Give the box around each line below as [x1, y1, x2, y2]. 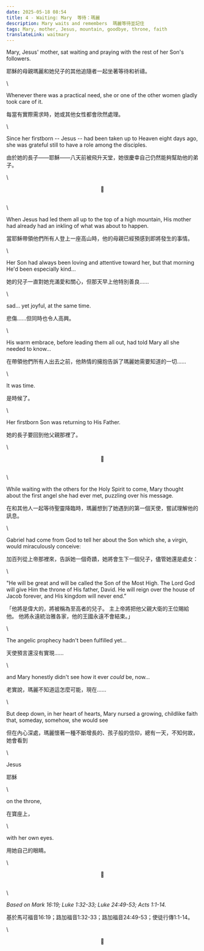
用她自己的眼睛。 [6, 847, 49, 854]
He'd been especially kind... [6, 265, 76, 273]
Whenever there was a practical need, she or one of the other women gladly [6, 92, 198, 99]
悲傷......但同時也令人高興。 [6, 315, 75, 322]
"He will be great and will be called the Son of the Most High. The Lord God [6, 579, 195, 587]
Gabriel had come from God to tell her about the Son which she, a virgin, [6, 536, 188, 544]
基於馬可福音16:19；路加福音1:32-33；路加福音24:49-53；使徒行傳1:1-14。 [6, 914, 194, 921]
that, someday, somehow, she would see [6, 716, 108, 724]
